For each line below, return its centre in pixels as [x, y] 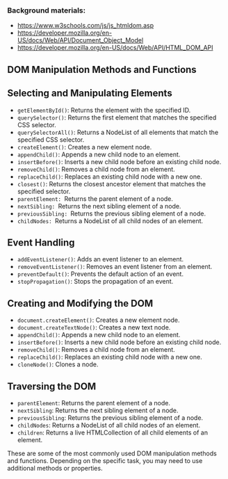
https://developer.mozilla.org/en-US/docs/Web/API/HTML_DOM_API [115, 48]
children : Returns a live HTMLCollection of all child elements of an [113, 432]
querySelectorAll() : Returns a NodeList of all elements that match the [118, 132]
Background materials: [46, 10]
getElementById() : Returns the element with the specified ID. [104, 110]
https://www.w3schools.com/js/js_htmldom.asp [85, 26]
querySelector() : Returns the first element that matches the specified [117, 117]
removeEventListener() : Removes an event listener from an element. [115, 267]
